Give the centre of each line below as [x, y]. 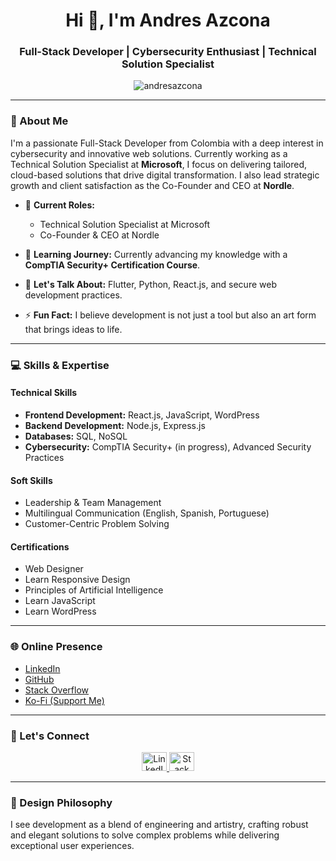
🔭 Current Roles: [59, 205]
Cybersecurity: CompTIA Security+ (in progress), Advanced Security [168, 446]
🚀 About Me [39, 121]
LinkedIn [42, 668]
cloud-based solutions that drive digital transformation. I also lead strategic [165, 175]
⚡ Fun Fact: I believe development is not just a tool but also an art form [170, 315]
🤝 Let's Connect [50, 736]
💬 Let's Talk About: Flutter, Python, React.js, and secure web [150, 284]
